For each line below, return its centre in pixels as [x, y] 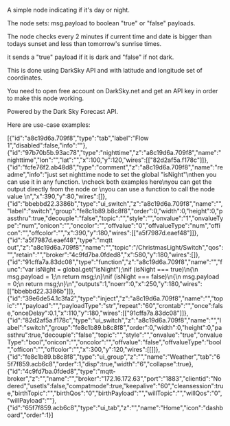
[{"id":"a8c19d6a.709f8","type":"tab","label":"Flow [78, 138]
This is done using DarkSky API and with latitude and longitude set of [105, 70]
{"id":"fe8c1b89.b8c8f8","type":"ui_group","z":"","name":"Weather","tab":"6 [114, 357]
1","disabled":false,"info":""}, [47, 145]
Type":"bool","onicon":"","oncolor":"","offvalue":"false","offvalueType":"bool [114, 342]
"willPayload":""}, [32, 400]
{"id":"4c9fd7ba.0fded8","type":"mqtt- [61, 371]
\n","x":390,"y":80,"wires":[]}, [66, 196]
